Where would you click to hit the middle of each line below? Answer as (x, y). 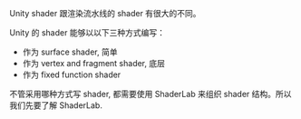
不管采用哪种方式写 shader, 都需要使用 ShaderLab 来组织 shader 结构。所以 (150, 94)
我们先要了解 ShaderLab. (56, 105)
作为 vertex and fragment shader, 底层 (94, 63)
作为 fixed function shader (72, 74)
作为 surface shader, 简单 (70, 52)
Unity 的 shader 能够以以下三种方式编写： (87, 33)
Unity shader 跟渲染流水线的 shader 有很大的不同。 (105, 13)
